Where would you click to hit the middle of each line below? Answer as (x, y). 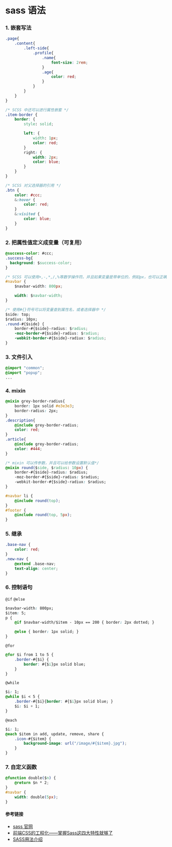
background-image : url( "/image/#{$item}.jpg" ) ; (75, 744)
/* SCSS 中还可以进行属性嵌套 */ (37, 110)
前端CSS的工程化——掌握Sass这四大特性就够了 (63, 833)
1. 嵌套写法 (18, 28)
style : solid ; (39, 124)
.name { (49, 58)
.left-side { (37, 48)
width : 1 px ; (45, 138)
